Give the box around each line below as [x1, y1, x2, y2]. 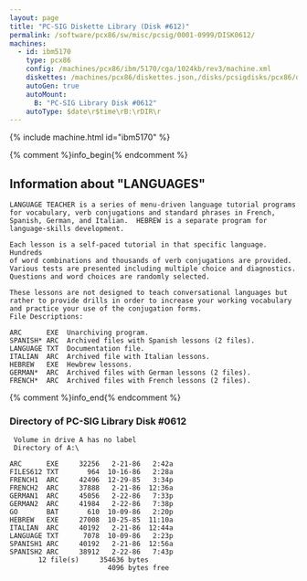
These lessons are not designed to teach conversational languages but [9, 289, 288, 298]
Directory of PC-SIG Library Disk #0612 [9, 415, 187, 428]
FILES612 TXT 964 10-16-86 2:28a [9, 468, 174, 477]
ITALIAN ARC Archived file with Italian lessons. [9, 353, 210, 362]
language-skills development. [9, 225, 125, 234]
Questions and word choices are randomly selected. [9, 272, 210, 281]
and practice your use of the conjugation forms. [9, 304, 203, 313]
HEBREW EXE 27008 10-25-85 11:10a [9, 515, 174, 525]
